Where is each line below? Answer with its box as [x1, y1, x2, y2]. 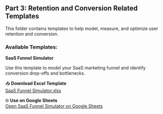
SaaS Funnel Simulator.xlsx [5, 88, 62, 94]
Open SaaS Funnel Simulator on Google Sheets [5, 103, 103, 109]
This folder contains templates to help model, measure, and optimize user [5, 25, 158, 31]
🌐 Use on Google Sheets [5, 97, 58, 103]
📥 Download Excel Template [5, 81, 67, 87]
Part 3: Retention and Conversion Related [5, 4, 138, 13]
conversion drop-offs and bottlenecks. [5, 70, 85, 77]
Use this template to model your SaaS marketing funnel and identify [5, 65, 146, 71]
